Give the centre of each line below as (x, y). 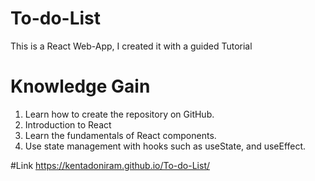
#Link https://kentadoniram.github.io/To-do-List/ (110, 165)
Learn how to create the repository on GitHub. (119, 114)
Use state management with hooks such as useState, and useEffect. (165, 146)
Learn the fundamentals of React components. (120, 135)
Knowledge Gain (80, 86)
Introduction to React (68, 124)
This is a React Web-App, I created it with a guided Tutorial (131, 46)
